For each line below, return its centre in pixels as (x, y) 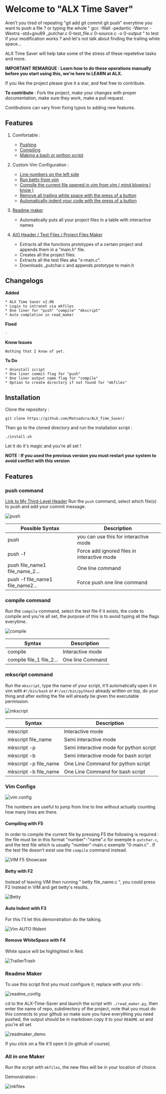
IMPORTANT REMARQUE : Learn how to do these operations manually (78, 68)
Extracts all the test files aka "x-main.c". (60, 260)
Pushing (28, 144)
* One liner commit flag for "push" (43, 374)
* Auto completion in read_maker (40, 315)
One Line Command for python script (107, 763)
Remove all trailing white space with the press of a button (78, 195)
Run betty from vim (39, 180)
